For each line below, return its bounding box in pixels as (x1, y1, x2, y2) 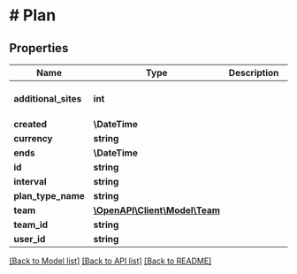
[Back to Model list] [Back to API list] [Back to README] (9, 255, 212, 266)
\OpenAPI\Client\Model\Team (93, 204, 221, 217)
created (13, 118, 47, 130)
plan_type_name (13, 190, 86, 202)
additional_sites (13, 93, 82, 104)
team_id (13, 218, 49, 231)
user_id (13, 233, 46, 245)
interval (13, 176, 47, 187)
